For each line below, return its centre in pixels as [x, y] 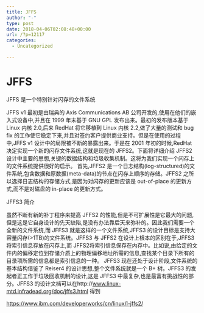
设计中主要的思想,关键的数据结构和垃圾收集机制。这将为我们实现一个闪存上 [100, 158]
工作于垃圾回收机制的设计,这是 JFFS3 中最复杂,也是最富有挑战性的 [105, 276]
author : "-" [21, 18]
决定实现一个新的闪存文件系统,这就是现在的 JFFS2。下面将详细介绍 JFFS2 [99, 150]
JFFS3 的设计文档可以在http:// [55, 283]
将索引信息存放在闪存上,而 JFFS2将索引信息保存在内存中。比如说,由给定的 [100, 245]
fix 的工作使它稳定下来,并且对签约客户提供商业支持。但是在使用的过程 [94, 135]
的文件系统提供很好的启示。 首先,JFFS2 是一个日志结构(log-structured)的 [98, 166]
